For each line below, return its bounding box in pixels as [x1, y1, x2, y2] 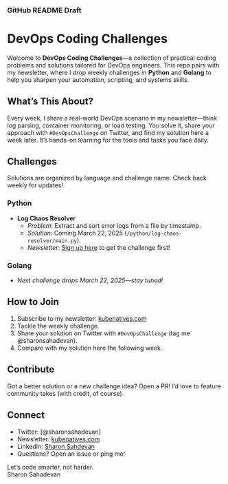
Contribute [7, 364, 55, 375]
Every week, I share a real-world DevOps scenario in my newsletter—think [7, 114, 218, 122]
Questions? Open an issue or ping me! [16, 450, 126, 458]
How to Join [7, 296, 60, 308]
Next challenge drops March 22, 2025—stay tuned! [16, 276, 163, 284]
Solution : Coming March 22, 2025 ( [27, 229, 127, 237]
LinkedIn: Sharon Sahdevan [16, 442, 95, 450]
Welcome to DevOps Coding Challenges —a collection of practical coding [7, 54, 216, 62]
